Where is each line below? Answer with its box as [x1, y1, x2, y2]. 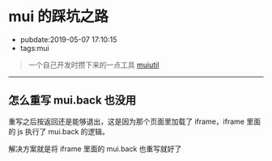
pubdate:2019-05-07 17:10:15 [19, 34, 117, 44]
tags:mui [19, 43, 50, 53]
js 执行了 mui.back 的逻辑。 [17, 126, 109, 136]
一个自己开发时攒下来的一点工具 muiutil [28, 60, 159, 70]
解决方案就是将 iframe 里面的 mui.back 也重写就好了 [8, 143, 182, 154]
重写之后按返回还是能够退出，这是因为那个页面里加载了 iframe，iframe [8, 117, 245, 126]
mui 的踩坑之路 [8, 7, 109, 26]
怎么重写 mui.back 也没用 [8, 94, 137, 108]
